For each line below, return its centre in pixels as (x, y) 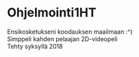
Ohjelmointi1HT (52, 13)
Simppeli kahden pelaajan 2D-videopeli (62, 38)
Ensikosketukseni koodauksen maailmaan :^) (70, 32)
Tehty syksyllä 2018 (35, 46)
